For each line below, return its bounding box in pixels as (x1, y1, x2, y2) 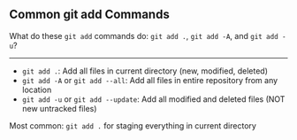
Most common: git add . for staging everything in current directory (9, 120, 256, 131)
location (21, 84, 52, 95)
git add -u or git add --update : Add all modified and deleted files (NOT (21, 93, 286, 105)
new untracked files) (21, 103, 97, 113)
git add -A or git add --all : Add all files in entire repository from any (21, 74, 278, 85)
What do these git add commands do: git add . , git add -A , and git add (9, 30, 278, 41)
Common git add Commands (9, 7, 170, 22)
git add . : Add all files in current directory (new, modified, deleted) (21, 66, 268, 76)
